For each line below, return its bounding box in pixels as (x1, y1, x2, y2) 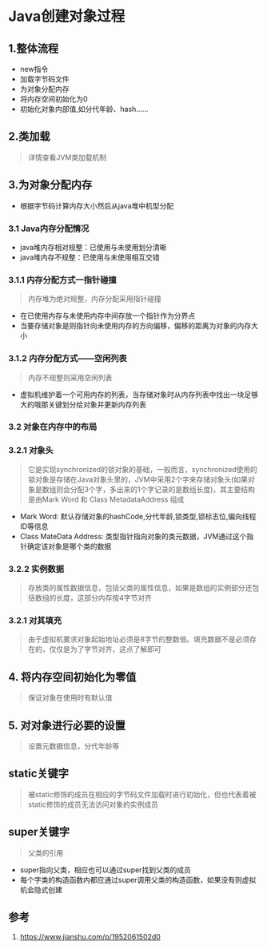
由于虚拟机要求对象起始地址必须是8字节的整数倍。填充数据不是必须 (27, 634, 250, 644)
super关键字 (8, 825, 70, 839)
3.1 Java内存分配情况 (8, 223, 90, 234)
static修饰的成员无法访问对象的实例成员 (27, 800, 158, 809)
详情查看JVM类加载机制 (27, 153, 107, 162)
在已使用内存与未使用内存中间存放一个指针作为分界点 (19, 311, 196, 320)
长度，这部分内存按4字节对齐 (55, 593, 152, 603)
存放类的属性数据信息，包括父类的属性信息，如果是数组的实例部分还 (27, 583, 253, 593)
